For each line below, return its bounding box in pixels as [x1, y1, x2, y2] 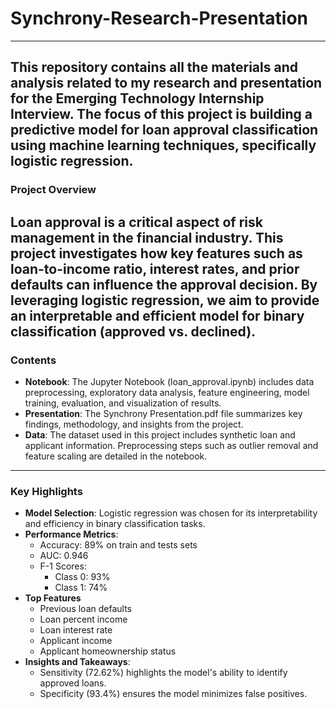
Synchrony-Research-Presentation [10, 7, 308, 30]
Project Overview [10, 183, 97, 197]
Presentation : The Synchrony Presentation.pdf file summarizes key [24, 407, 303, 419]
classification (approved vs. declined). [10, 323, 257, 340]
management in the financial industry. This [10, 229, 284, 246]
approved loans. [39, 677, 107, 689]
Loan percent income [39, 613, 128, 626]
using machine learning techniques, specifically [10, 137, 317, 154]
